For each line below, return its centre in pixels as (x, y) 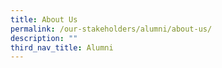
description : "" (44, 38)
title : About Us (44, 19)
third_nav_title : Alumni (62, 47)
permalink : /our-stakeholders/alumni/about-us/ (111, 29)
